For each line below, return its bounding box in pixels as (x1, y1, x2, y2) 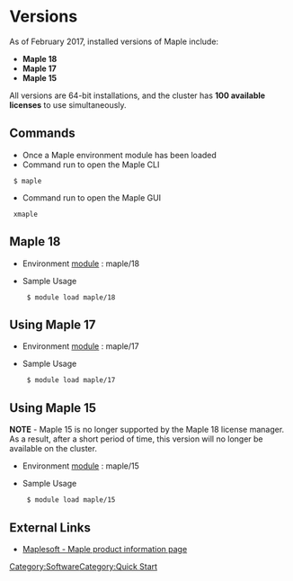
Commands (9, 126, 76, 141)
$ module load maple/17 (26, 376, 116, 385)
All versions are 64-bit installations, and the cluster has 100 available (9, 90, 266, 101)
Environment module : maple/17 (22, 341, 139, 352)
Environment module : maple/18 (22, 258, 140, 269)
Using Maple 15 (9, 400, 97, 416)
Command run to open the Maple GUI (22, 192, 162, 203)
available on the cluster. (9, 443, 97, 454)
